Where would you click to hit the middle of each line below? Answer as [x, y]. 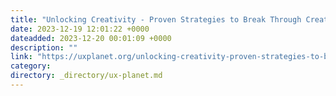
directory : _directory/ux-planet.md [86, 76]
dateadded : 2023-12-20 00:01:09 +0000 [91, 38]
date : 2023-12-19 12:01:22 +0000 [80, 29]
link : [21, 57]
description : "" [44, 47]
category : [31, 66]
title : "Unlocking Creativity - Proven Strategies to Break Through [156, 19]
